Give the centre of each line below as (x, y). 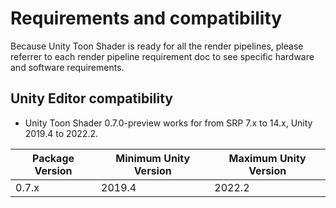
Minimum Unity (153, 158)
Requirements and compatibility (146, 18)
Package (53, 158)
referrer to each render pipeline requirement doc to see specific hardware (162, 56)
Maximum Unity (267, 158)
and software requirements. (67, 67)
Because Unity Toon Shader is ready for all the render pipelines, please (157, 46)
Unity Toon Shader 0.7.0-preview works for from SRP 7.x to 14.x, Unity (168, 123)
